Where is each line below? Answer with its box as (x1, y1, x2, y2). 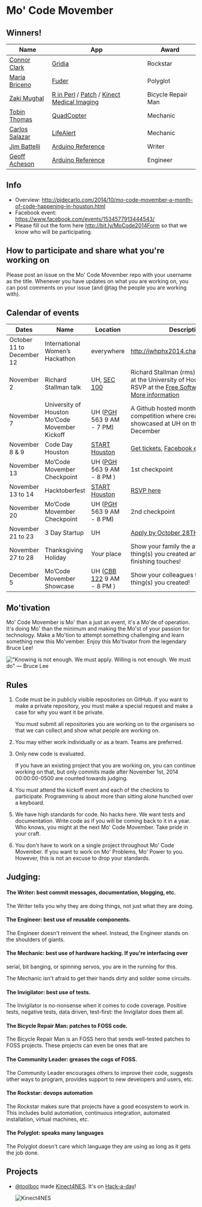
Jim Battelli (9, 142, 41, 151)
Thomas (9, 115, 32, 124)
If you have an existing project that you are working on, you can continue (14, 762, 196, 769)
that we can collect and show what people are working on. (14, 727, 161, 734)
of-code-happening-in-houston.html (14, 203, 106, 210)
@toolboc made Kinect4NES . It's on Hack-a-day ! (14, 1182, 136, 1190)
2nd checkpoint (130, 508, 176, 516)
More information (130, 391, 180, 399)
